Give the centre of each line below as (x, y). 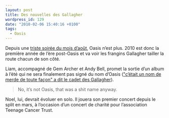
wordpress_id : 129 (25, 19)
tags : (11, 29)
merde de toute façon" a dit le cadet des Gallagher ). (60, 80)
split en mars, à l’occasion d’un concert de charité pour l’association (76, 105)
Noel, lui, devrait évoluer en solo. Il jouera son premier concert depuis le (80, 99)
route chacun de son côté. (33, 59)
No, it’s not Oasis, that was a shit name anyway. (67, 89)
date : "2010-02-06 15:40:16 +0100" (43, 24)
